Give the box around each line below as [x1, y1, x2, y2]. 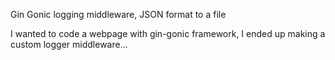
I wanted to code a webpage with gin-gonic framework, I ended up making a [10, 28, 326, 39]
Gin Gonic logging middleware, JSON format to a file [10, 9, 227, 20]
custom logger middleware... [10, 39, 128, 50]
